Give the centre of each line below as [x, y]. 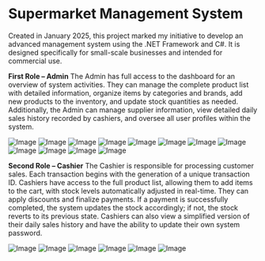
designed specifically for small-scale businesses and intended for [115, 52]
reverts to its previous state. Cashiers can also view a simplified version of [129, 216]
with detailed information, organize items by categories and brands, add [125, 93]
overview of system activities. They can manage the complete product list [129, 85]
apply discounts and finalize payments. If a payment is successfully [118, 199]
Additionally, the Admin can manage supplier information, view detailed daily [133, 110]
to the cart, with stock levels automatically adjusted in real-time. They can [129, 191]
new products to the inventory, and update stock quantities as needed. [123, 101]
